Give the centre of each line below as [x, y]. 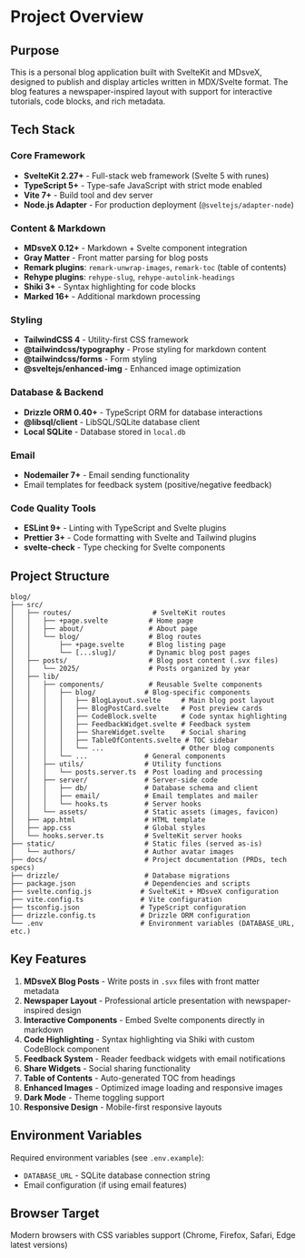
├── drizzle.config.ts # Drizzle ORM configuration [130, 915]
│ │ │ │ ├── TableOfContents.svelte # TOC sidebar [124, 740]
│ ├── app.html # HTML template [108, 820]
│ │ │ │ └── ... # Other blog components [143, 748]
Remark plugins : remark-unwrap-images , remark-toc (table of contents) [155, 267]
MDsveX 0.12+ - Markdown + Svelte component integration [135, 248]
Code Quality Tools [53, 508]
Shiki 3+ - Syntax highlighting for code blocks [109, 286]
